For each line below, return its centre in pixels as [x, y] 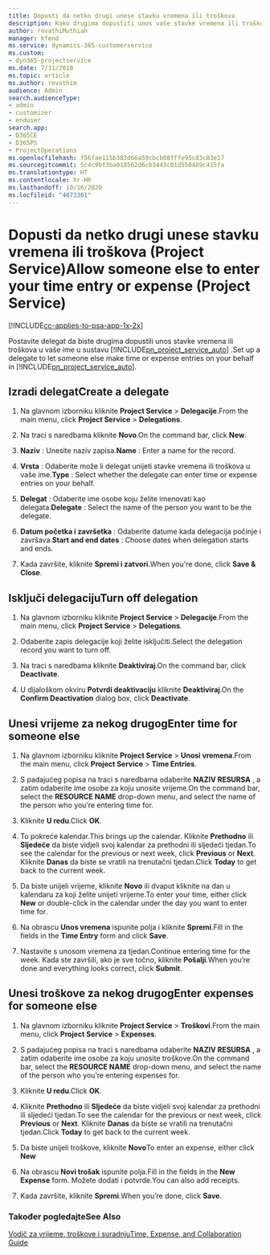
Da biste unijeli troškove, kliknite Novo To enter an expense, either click [137, 1147]
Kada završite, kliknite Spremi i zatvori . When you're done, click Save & [138, 564]
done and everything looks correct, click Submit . [101, 968]
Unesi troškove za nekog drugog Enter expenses [131, 993]
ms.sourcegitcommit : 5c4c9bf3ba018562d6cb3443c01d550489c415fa [117, 166]
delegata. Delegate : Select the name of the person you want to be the [135, 508]
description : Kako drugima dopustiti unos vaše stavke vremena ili [124, 23]
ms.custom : [27, 53]
